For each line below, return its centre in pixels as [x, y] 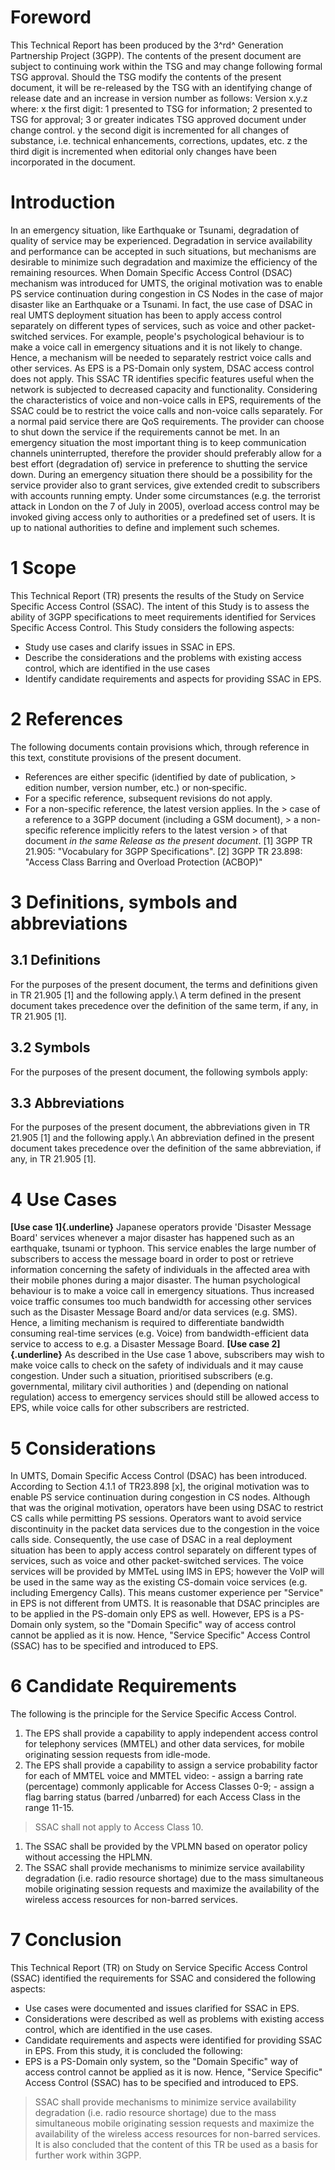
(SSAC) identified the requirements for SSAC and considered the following [163, 1978]
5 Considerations [83, 1448]
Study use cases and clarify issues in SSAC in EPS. [130, 647]
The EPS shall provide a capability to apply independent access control [171, 1733]
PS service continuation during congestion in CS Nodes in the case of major [167, 293]
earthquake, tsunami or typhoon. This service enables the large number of [163, 1248]
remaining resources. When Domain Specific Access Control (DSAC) [151, 272]
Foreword [51, 17]
